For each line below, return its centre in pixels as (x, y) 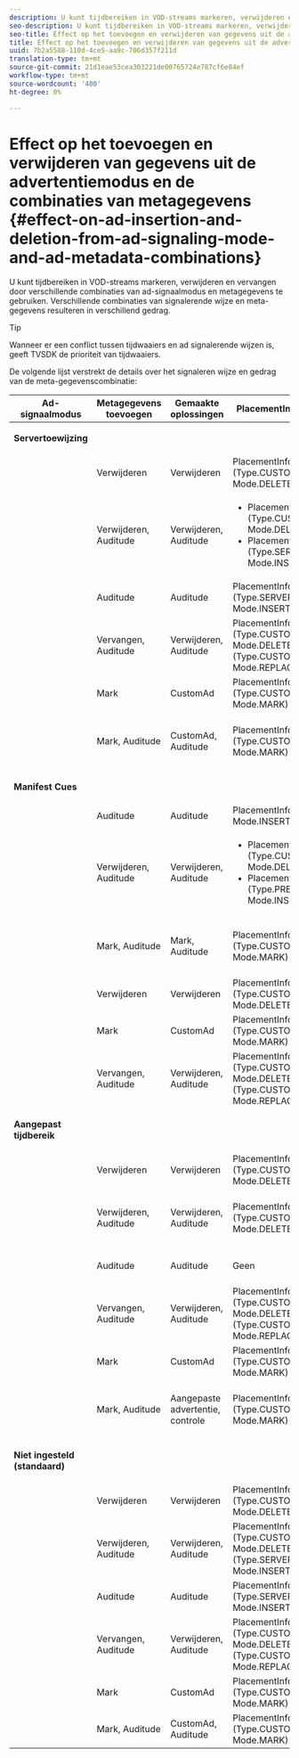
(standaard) (39, 1467)
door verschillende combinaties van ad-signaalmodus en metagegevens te (146, 291)
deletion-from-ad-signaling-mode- (142, 238)
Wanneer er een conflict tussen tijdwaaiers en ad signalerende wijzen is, (142, 345)
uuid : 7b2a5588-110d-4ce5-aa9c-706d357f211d (93, 51)
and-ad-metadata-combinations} (136, 257)
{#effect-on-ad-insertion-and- (126, 220)
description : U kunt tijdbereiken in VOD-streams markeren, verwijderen (147, 17)
